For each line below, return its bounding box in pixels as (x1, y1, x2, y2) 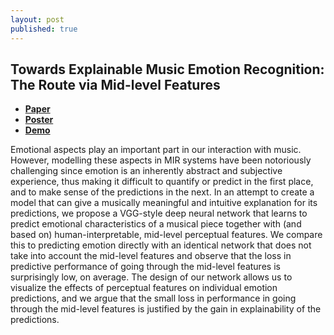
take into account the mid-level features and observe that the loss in (10, 250, 292, 262)
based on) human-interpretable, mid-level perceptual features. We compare (10, 229, 323, 241)
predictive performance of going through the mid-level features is (10, 261, 281, 273)
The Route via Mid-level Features (10, 76, 221, 93)
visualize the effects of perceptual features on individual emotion (10, 282, 278, 294)
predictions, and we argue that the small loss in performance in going (10, 292, 297, 305)
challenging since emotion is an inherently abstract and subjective (10, 165, 283, 177)
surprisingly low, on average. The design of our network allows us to (10, 271, 293, 283)
